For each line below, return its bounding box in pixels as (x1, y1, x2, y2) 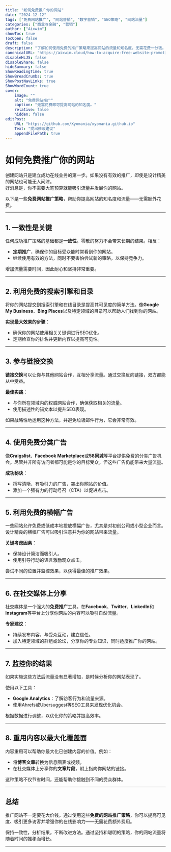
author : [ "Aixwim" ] (5, 27, 47, 32)
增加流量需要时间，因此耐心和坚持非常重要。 (5, 266, 99, 272)
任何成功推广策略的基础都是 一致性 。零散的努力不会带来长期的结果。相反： (5, 238, 161, 244)
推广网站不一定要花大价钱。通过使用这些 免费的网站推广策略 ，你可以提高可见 (5, 812, 166, 818)
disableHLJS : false (5, 55, 47, 60)
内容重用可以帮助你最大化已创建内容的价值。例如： (5, 748, 112, 754)
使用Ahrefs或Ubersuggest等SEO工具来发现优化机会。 (12, 702, 126, 708)
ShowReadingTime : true (5, 69, 53, 74)
